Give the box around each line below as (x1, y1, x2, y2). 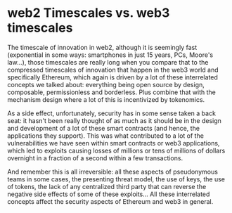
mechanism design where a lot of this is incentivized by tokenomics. (7, 95, 205, 103)
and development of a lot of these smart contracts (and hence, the (7, 124, 200, 132)
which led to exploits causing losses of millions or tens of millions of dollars (7, 146, 226, 155)
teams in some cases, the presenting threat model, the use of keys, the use (7, 174, 226, 183)
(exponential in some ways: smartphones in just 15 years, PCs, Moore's (7, 51, 213, 59)
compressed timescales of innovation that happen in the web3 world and (7, 65, 219, 74)
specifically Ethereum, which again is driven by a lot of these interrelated (7, 72, 218, 82)
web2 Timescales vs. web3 (7, 5, 170, 21)
